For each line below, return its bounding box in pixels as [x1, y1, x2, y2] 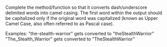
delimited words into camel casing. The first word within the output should [5, 10, 163, 16]
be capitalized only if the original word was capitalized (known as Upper [5, 15, 158, 21]
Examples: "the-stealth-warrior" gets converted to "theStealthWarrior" [5, 31, 154, 36]
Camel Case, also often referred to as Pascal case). [5, 20, 114, 27]
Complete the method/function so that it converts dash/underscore [5, 5, 147, 10]
